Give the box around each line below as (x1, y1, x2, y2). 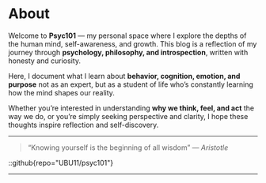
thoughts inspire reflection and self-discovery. (8, 120, 159, 129)
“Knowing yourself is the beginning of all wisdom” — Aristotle (27, 143, 229, 152)
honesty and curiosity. (8, 56, 82, 65)
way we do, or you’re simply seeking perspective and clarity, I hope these (8, 111, 249, 121)
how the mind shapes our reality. (8, 88, 115, 97)
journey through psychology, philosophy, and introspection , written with (8, 47, 249, 57)
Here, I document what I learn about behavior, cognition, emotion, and (8, 71, 241, 80)
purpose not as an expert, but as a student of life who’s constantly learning (8, 80, 253, 89)
